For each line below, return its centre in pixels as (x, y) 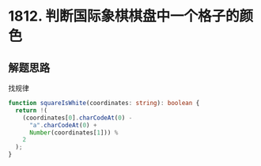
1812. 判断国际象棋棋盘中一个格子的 (124, 16)
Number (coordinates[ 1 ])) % (74, 132)
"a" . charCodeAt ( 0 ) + (63, 125)
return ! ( (31, 110)
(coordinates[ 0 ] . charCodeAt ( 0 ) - (78, 118)
